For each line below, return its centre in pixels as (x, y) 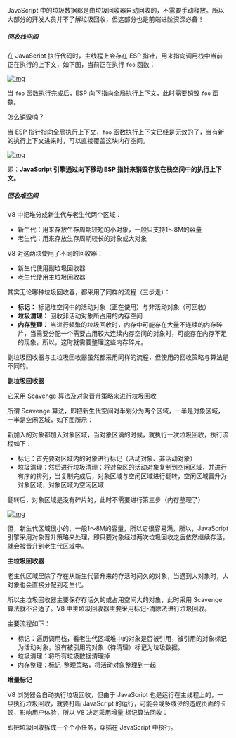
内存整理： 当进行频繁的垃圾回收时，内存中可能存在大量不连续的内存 (117, 324)
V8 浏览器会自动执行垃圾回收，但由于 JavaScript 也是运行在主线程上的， (112, 694)
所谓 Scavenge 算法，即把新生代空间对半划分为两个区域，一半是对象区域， (116, 411)
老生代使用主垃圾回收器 (51, 277)
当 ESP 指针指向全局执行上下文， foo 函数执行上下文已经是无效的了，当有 (113, 132)
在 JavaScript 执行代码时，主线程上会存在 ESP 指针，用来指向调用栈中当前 (115, 56)
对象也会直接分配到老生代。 (47, 584)
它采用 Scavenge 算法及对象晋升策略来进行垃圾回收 (82, 396)
